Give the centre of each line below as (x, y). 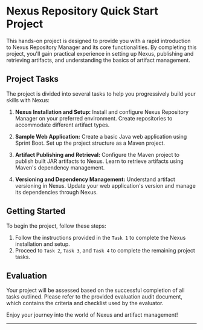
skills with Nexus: (28, 100)
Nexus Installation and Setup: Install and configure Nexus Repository (102, 112)
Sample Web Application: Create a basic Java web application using (101, 136)
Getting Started (36, 211)
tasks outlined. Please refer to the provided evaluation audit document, (95, 297)
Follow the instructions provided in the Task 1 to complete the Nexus (100, 237)
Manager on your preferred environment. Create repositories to (94, 118)
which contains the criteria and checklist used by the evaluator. (85, 303)
